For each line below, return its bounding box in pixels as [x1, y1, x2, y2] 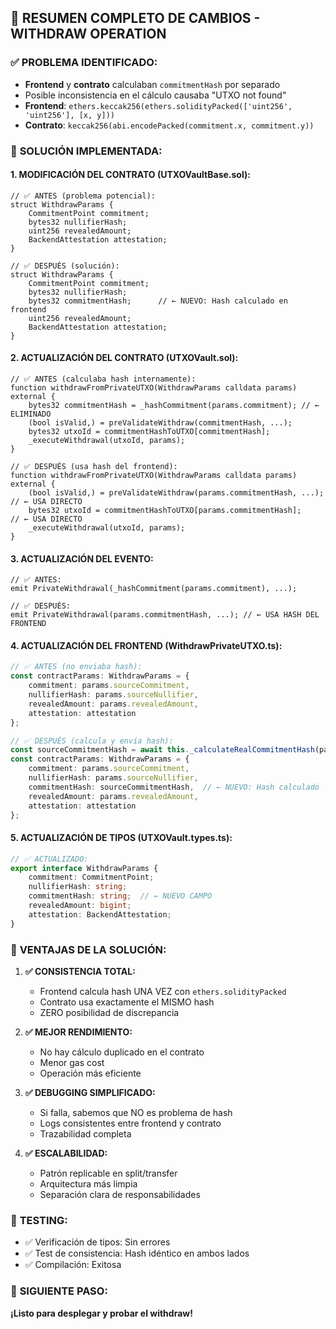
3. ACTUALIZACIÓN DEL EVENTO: [10, 552, 154, 565]
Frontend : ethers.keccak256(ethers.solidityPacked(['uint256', [24, 99, 293, 111]
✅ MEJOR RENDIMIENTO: [24, 1026, 133, 1038]
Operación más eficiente [39, 1067, 142, 1079]
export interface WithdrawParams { [10, 863, 159, 873]
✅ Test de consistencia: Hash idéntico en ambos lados [24, 1247, 250, 1260]
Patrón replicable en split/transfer [39, 1167, 178, 1179]
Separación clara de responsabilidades [39, 1188, 201, 1200]
